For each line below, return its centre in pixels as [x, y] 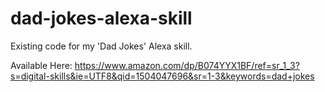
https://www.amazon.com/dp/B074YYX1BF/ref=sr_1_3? [187, 65]
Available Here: [41, 65]
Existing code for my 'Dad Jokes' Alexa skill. [101, 46]
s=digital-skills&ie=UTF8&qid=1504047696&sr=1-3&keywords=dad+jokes [162, 76]
